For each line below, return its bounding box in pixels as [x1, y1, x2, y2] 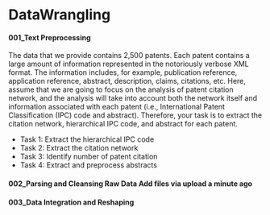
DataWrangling [8, 6, 111, 24]
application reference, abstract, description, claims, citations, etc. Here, [8, 76, 246, 86]
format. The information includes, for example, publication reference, [8, 68, 238, 77]
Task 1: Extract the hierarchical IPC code [19, 134, 155, 144]
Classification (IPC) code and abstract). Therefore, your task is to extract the [8, 110, 263, 120]
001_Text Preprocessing [8, 32, 91, 42]
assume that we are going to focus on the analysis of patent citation [8, 85, 234, 94]
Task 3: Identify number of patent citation [19, 151, 158, 162]
